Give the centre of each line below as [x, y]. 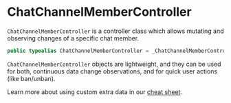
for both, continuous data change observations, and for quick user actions [112, 71]
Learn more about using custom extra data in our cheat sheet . [95, 92]
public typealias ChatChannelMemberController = [78, 51]
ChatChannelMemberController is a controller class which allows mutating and [115, 31]
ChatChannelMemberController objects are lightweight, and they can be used [114, 64]
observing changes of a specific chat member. [73, 38]
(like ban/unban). [31, 78]
